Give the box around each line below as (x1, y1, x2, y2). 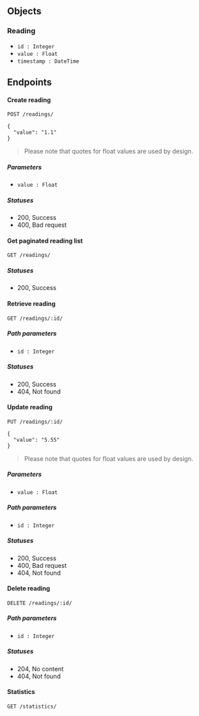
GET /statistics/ (7, 703, 57, 710)
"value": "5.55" (13, 436, 60, 443)
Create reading (7, 96, 52, 104)
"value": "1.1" (13, 129, 57, 136)
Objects (7, 6, 42, 17)
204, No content (17, 664, 64, 673)
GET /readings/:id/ (7, 315, 63, 322)
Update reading (7, 403, 53, 411)
